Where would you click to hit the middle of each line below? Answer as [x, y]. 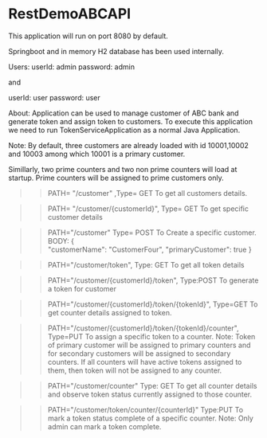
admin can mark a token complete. [104, 426]
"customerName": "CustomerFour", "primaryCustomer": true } [150, 249]
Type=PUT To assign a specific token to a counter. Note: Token [151, 336]
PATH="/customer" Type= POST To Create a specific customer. [152, 233]
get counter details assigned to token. [110, 312]
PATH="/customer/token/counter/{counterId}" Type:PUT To [145, 409]
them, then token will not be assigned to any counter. [135, 370]
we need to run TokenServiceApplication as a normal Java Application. [124, 130]
